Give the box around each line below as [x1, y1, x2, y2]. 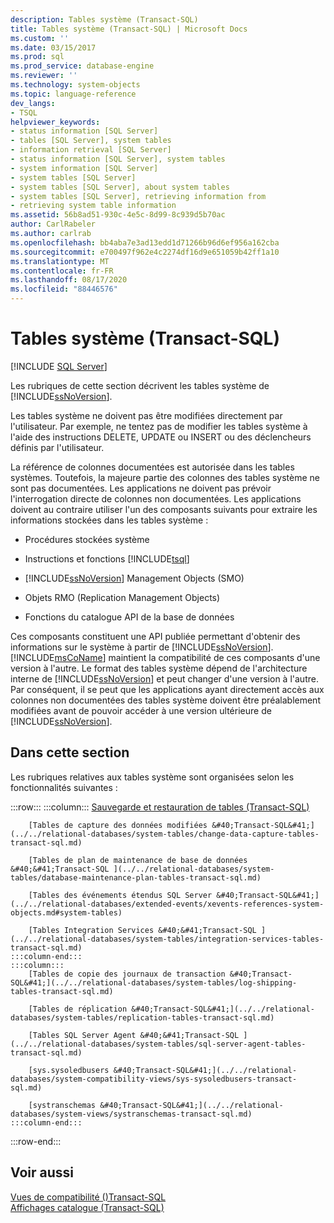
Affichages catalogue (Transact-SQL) [10, 1201, 165, 1213]
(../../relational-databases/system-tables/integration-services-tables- [10, 934, 325, 944]
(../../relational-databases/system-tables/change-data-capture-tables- [10, 829, 320, 839]
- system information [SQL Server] [10, 163, 159, 173]
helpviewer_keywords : [10, 117, 101, 127]
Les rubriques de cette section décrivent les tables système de [10, 379, 270, 391]
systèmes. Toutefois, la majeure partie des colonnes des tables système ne [10, 471, 320, 483]
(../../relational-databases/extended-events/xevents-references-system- [10, 899, 325, 909]
